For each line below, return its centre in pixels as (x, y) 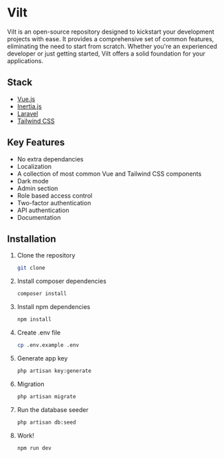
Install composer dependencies (61, 281)
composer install (42, 294)
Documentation (39, 217)
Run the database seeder (53, 409)
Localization (34, 166)
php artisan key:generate (54, 371)
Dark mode (33, 181)
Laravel (27, 113)
